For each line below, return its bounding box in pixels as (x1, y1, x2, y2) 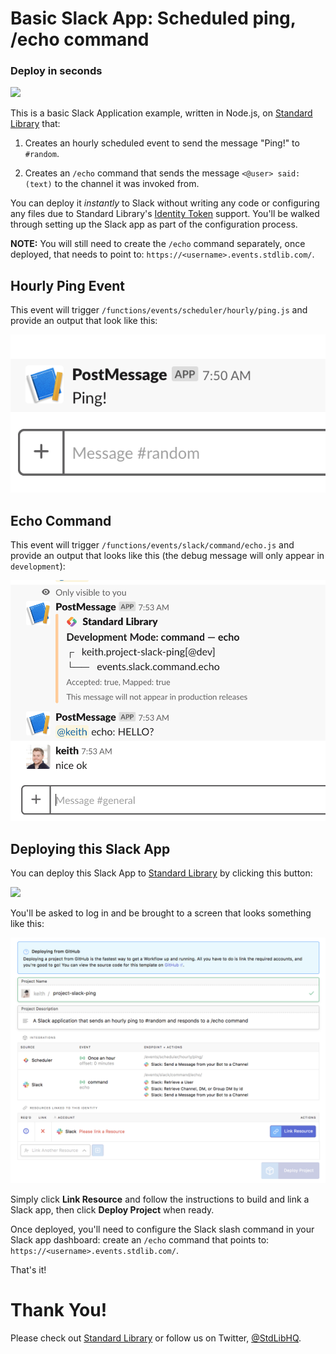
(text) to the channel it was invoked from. (24, 178, 200, 190)
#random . (24, 148, 60, 160)
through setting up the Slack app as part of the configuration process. (10, 218, 298, 231)
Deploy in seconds (10, 64, 103, 78)
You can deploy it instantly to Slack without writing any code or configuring (10, 197, 320, 209)
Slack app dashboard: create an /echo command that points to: (10, 1234, 270, 1246)
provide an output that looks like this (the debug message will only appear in (10, 549, 325, 561)
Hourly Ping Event (10, 277, 125, 294)
